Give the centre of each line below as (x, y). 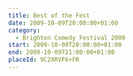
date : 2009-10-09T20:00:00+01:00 (63, 23)
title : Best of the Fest (49, 15)
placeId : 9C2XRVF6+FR (44, 60)
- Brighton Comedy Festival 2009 (70, 38)
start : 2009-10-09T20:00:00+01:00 (65, 45)
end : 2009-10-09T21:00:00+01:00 (61, 52)
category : (25, 30)
